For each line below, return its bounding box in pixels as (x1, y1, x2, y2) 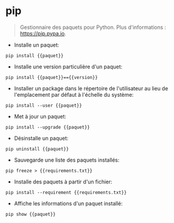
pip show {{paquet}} (5, 211, 56, 217)
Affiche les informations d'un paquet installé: (14, 199, 123, 207)
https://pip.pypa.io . (19, 29, 66, 37)
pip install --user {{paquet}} (5, 102, 82, 109)
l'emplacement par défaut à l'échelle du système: (14, 91, 134, 98)
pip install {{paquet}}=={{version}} (5, 74, 98, 80)
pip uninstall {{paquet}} (5, 146, 69, 152)
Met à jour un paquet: (14, 113, 66, 120)
